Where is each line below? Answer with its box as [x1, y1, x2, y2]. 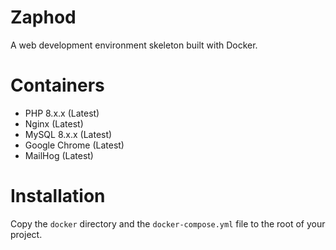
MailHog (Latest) [24, 149, 94, 161]
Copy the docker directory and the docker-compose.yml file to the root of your [10, 217, 326, 230]
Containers [10, 74, 105, 97]
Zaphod [10, 6, 77, 29]
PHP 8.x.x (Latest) [24, 107, 100, 119]
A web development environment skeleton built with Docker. [10, 39, 258, 51]
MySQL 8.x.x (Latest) [24, 128, 113, 140]
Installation [10, 185, 106, 208]
